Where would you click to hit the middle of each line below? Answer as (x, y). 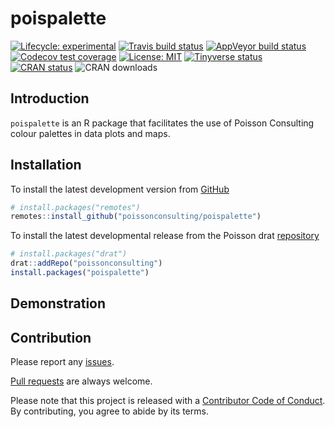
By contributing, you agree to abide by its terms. (109, 411)
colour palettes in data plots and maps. (90, 133)
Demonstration (58, 303)
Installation (46, 165)
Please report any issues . (62, 362)
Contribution (51, 337)
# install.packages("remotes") (75, 207)
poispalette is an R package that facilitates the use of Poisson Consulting (162, 123)
